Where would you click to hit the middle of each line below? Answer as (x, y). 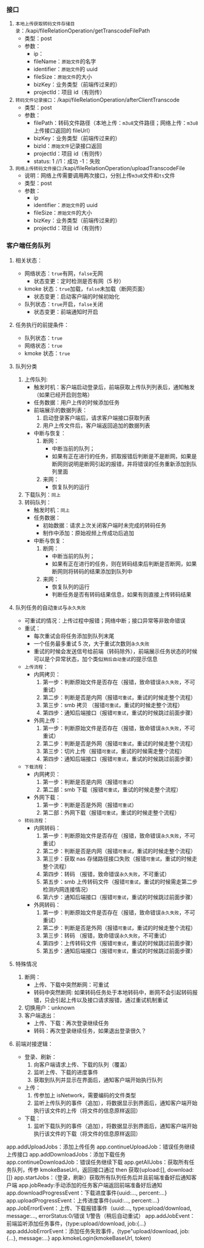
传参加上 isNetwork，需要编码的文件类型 (85, 1095)
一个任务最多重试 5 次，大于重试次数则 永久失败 (92, 643)
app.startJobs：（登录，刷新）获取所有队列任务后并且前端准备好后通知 (103, 1177)
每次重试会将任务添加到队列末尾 (74, 636)
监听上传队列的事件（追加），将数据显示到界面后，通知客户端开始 (115, 1103)
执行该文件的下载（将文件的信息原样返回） (87, 1133)
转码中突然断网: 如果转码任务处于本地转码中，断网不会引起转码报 (115, 992)
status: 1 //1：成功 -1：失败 (67, 162)
